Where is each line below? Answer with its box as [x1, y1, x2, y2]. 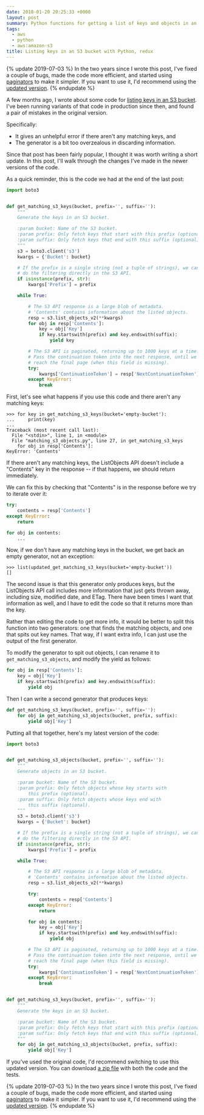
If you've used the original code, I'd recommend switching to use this [6, 1058, 179, 1065]
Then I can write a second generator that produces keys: [6, 695, 149, 702]
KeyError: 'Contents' [6, 448, 61, 455]
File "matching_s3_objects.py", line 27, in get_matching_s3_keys [12, 438, 183, 444]
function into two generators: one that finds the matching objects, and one [6, 624, 192, 632]
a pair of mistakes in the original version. [6, 109, 108, 116]
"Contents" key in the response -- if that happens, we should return [6, 465, 175, 473]
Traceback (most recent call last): [6, 427, 99, 434]
